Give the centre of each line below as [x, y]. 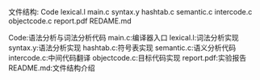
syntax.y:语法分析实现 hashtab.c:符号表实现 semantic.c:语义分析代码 [122, 48]
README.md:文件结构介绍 [52, 68]
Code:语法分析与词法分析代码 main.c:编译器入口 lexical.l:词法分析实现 [124, 38]
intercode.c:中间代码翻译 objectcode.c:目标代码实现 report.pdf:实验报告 [128, 58]
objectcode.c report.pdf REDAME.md [70, 21]
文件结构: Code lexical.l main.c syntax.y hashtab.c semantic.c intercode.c [130, 12]
